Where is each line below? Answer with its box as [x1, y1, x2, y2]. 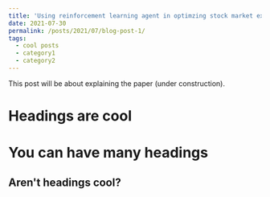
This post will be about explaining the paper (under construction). [8, 78, 225, 88]
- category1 [15, 49, 56, 57]
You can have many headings [8, 144, 209, 162]
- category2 [15, 57, 56, 65]
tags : [8, 34, 27, 43]
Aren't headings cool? [8, 175, 122, 189]
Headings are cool [8, 107, 133, 125]
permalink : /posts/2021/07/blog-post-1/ [8, 27, 146, 35]
